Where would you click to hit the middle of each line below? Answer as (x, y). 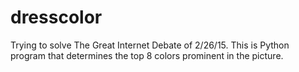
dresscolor (56, 17)
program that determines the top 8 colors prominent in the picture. (147, 55)
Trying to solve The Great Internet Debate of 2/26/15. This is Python (150, 45)
